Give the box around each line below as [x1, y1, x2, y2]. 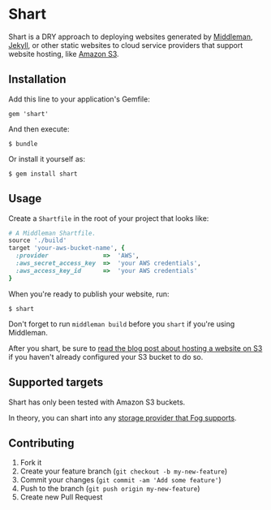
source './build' [8, 236, 67, 244]
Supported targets [8, 375, 104, 390]
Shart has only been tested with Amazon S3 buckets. [8, 397, 186, 407]
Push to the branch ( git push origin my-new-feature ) [19, 484, 200, 494]
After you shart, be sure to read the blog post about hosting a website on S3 [8, 343, 263, 353]
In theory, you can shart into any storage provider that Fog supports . [8, 413, 237, 422]
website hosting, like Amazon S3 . [8, 49, 119, 58]
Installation [8, 72, 67, 86]
